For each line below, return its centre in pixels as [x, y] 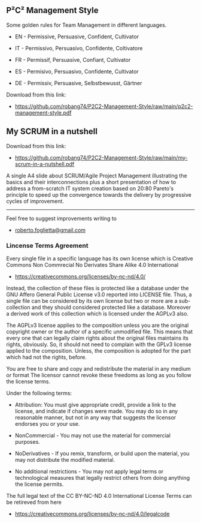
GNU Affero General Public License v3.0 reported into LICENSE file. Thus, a [99, 294]
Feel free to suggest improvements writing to [61, 218]
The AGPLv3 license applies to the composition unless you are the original [98, 325]
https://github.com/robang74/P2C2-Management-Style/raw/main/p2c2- [104, 106]
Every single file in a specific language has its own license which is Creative [100, 259]
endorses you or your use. [47, 423]
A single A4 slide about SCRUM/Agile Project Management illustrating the [97, 175]
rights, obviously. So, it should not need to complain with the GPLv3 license [99, 344]
